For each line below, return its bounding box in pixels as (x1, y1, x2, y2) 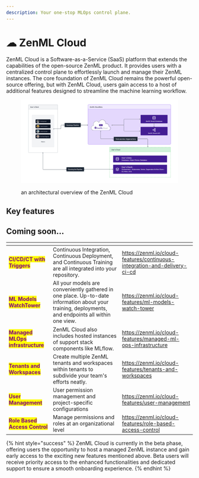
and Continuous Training (53, 259, 113, 266)
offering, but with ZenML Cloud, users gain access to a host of (24, 81, 177, 88)
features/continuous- (121, 256, 175, 263)
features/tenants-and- (121, 366, 178, 373)
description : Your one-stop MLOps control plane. (6, 10, 131, 15)
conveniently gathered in (53, 286, 114, 293)
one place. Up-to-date (53, 292, 110, 300)
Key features (6, 206, 54, 216)
